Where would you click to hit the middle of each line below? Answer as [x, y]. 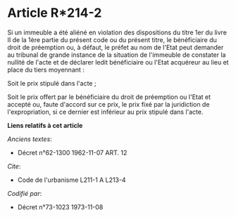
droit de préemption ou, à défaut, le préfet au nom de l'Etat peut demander [116, 47]
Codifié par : [25, 193]
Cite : [14, 166]
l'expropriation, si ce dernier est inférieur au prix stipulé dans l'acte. [105, 112]
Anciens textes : [30, 139]
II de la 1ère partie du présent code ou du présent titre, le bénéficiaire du [112, 39]
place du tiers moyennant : [46, 70]
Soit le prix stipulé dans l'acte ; [52, 83]
